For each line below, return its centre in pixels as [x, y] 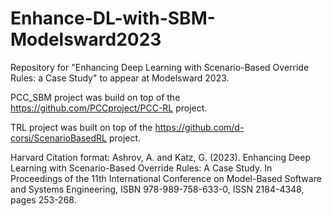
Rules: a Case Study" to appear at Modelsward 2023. [120, 78]
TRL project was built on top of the [81, 127]
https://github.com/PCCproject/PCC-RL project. [109, 108]
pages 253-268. [43, 199]
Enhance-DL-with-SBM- [113, 18]
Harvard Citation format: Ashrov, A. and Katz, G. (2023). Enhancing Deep [160, 157]
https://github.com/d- [199, 127]
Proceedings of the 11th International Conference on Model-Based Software [166, 178]
